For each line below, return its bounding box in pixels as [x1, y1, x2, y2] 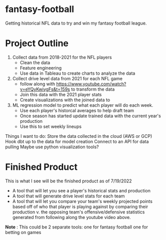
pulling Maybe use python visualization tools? [5, 144, 99, 150]
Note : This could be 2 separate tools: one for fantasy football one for [5, 224, 148, 230]
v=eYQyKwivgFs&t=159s [19, 86, 70, 92]
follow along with [19, 81, 55, 87]
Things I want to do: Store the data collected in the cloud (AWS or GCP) [5, 133, 152, 139]
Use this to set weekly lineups [19, 123, 81, 129]
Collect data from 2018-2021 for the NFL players [12, 54, 112, 60]
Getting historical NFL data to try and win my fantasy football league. [5, 20, 147, 26]
